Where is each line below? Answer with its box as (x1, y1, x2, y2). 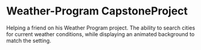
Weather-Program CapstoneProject (6, 4, 188, 18)
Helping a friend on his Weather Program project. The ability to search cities (6, 24, 196, 31)
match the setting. (6, 37, 51, 44)
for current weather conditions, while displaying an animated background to (6, 30, 195, 37)
